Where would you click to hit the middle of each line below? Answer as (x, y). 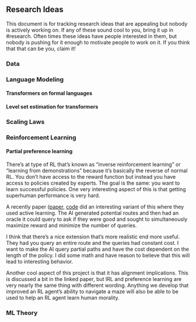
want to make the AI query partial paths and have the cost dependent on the (98, 249)
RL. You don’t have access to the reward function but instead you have (91, 176)
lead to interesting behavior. (40, 261)
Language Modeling (35, 79)
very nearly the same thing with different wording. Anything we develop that (97, 285)
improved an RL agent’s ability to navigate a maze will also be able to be (92, 291)
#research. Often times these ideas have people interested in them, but (91, 36)
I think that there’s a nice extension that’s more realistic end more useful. (93, 237)
